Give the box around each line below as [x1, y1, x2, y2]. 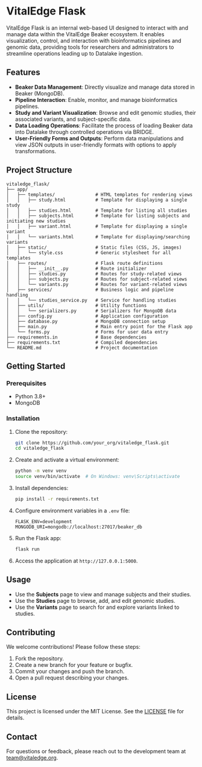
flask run [14, 546, 40, 552]
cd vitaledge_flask [14, 445, 65, 451]
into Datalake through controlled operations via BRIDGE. [14, 128, 154, 135]
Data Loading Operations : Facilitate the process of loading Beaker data [14, 122, 193, 129]
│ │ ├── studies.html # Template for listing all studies [6, 207, 188, 214]
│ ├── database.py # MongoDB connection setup [6, 318, 166, 324]
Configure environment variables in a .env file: [14, 507, 130, 514]
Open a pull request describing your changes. [14, 674, 129, 681]
